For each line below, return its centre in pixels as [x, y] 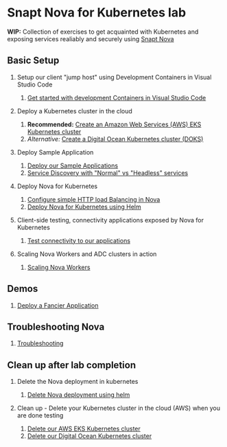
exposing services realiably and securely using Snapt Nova [91, 38]
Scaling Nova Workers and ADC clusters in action [87, 254]
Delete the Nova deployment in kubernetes [77, 382]
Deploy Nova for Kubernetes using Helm [84, 207]
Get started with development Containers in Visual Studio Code [117, 98]
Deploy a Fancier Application [58, 305]
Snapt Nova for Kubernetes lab [97, 13]
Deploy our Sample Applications [73, 165]
